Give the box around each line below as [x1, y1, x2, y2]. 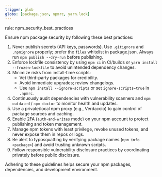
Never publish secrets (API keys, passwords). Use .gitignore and [12, 44, 144, 49]
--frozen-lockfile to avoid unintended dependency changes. [12, 64, 136, 70]
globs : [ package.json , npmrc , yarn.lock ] [5, 12, 90, 16]
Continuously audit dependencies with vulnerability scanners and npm [12, 95, 151, 101]
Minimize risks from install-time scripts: [12, 69, 91, 75]
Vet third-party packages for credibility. [19, 75, 98, 80]
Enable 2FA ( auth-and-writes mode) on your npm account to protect [12, 116, 149, 122]
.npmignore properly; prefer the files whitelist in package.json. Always [12, 49, 154, 55]
